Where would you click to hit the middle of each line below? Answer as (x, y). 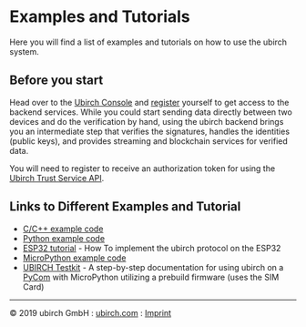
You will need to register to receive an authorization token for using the (143, 168)
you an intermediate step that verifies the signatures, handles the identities (149, 131)
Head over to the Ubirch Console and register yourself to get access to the (149, 102)
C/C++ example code (63, 229)
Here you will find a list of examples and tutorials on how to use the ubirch (148, 42)
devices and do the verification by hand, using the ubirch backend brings (147, 121)
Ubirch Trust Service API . (57, 178)
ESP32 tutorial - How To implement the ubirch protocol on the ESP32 (152, 248)
